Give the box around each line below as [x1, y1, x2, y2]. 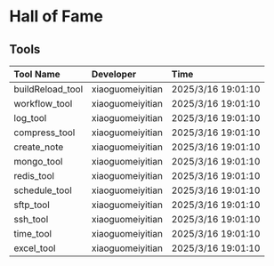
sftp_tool [13, 198, 51, 211]
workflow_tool [13, 98, 73, 109]
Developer [92, 69, 136, 80]
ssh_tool [13, 214, 49, 225]
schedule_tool [13, 184, 73, 197]
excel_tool [13, 242, 56, 254]
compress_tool [13, 126, 76, 139]
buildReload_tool [13, 83, 84, 95]
